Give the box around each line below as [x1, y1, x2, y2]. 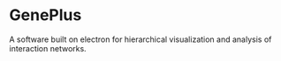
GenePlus [9, 5, 82, 25]
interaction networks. [9, 43, 87, 53]
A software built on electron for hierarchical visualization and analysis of [9, 34, 272, 44]
